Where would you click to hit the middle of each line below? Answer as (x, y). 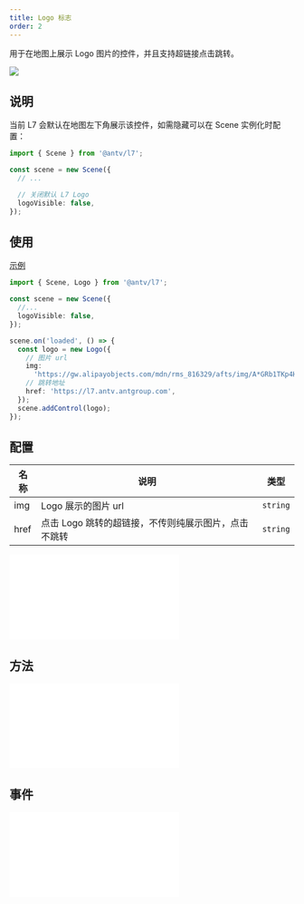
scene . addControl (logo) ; (64, 408)
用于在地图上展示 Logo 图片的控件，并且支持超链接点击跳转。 (124, 53)
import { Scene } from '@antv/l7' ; (76, 154)
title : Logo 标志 (41, 18)
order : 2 (26, 26)
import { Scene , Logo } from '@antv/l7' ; (89, 283)
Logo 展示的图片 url (82, 506)
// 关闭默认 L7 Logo (53, 194)
